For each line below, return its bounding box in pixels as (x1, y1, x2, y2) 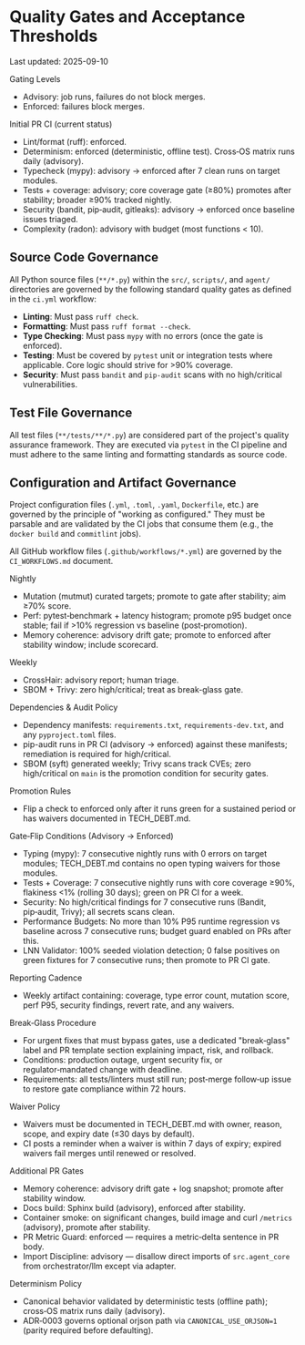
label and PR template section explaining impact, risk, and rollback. (22, 1045, 274, 1056)
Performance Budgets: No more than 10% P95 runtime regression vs (22, 916, 280, 927)
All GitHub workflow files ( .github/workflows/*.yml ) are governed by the (9, 546, 282, 557)
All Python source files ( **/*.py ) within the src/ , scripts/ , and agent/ (9, 273, 270, 284)
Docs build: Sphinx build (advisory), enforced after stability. (22, 1203, 246, 1214)
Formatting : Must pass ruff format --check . (22, 321, 191, 332)
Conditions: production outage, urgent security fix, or (22, 1054, 223, 1065)
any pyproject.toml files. (22, 729, 117, 740)
